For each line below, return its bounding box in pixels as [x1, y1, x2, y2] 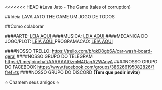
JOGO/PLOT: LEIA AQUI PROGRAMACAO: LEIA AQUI [5, 38, 113, 44]
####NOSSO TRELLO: [5, 48, 51, 54]
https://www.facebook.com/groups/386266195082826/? [37, 64, 155, 70]
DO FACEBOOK [5, 64, 36, 70]
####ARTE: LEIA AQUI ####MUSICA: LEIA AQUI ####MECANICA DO [5, 33, 148, 39]
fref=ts [5, 69, 19, 75]
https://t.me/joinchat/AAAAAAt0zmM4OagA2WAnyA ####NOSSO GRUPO [5, 59, 158, 64]
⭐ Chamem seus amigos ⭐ [5, 79, 60, 85]
